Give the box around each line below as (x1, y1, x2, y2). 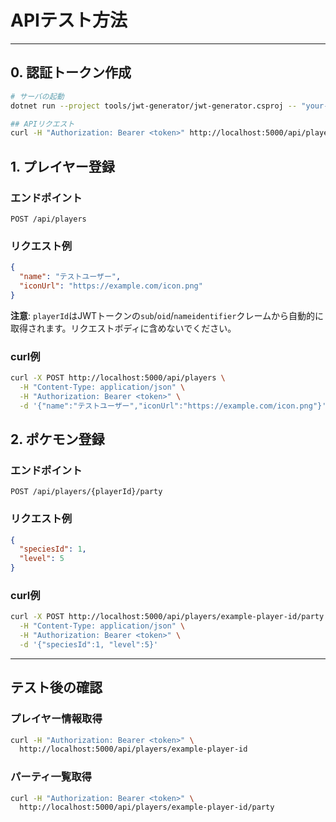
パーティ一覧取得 (10, 770, 92, 784)
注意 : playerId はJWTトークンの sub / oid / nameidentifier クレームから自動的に (10, 309, 324, 321)
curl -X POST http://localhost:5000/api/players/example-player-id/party (10, 612, 325, 622)
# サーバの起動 (10, 91, 65, 101)
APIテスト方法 (10, 9, 128, 32)
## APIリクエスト (10, 119, 75, 129)
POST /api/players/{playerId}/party (10, 487, 163, 497)
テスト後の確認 (10, 679, 103, 696)
